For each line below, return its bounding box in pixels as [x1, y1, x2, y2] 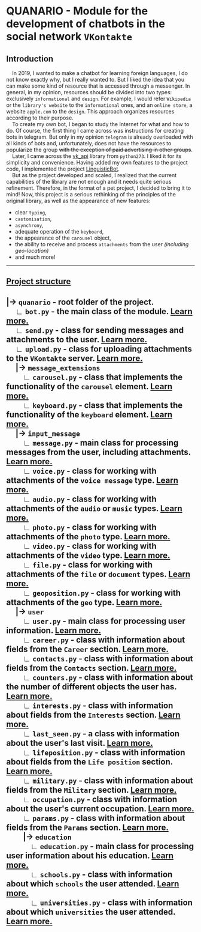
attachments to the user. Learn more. [6, 334, 148, 345]
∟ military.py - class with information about [23, 775, 193, 785]
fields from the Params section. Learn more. [6, 822, 169, 832]
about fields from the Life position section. [6, 757, 173, 767]
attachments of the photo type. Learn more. [6, 531, 170, 542]
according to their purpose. [6, 114, 74, 121]
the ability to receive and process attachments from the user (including [14, 241, 189, 247]
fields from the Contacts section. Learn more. [6, 662, 177, 673]
